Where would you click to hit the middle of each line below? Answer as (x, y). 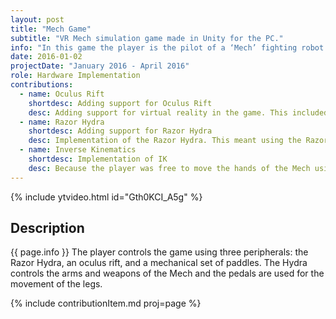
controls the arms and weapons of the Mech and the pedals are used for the (167, 273)
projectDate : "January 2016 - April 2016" (100, 66)
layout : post (37, 19)
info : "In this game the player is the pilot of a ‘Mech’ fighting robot (167, 47)
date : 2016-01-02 (46, 57)
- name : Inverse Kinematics (78, 150)
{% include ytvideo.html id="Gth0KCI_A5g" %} (106, 197)
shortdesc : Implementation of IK (98, 159)
